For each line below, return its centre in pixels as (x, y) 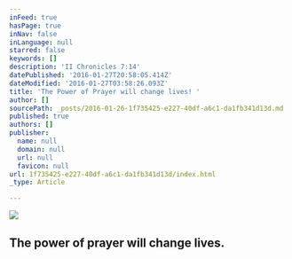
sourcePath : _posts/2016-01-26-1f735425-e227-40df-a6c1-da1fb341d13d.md (146, 108)
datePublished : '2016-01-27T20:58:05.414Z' (91, 75)
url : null (35, 157)
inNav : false (33, 34)
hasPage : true (36, 26)
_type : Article (37, 183)
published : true (39, 116)
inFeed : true (33, 17)
